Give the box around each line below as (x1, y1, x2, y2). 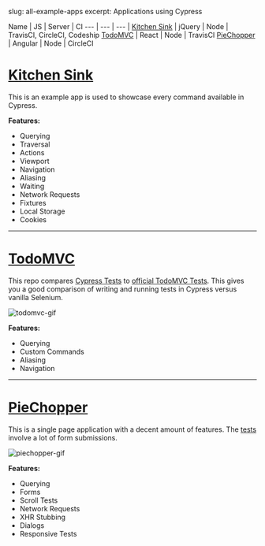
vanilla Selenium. (8, 292, 63, 302)
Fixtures (19, 198, 47, 207)
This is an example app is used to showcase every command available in (8, 92, 244, 102)
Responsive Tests (19, 529, 77, 538)
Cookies (19, 214, 47, 224)
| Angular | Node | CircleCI (8, 39, 94, 48)
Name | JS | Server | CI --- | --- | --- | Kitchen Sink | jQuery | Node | (8, 22, 229, 31)
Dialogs (19, 520, 45, 530)
